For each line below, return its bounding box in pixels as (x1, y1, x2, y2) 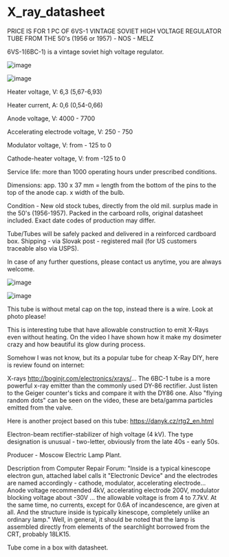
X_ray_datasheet (7, 4, 105, 20)
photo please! (7, 312, 46, 320)
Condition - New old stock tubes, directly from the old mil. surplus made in (7, 201, 219, 210)
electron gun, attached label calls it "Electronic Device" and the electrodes (7, 471, 218, 479)
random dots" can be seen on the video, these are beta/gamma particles (7, 396, 213, 404)
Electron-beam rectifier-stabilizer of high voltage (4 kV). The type (7, 430, 194, 438)
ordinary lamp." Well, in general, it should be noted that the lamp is (7, 515, 196, 523)
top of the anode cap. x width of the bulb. (7, 188, 125, 196)
